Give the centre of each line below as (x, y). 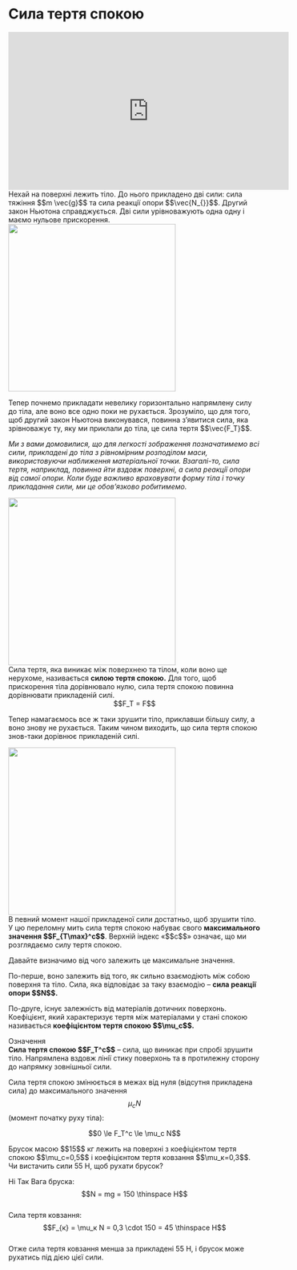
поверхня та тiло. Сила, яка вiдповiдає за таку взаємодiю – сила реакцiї (132, 984)
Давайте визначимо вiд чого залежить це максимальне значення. (122, 960)
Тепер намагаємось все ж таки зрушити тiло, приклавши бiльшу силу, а (132, 719)
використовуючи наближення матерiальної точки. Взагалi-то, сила (124, 461)
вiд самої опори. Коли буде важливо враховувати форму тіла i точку (127, 477)
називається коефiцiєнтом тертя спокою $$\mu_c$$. (101, 1025)
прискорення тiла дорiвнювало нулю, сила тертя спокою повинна (121, 686)
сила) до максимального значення (68, 1090)
